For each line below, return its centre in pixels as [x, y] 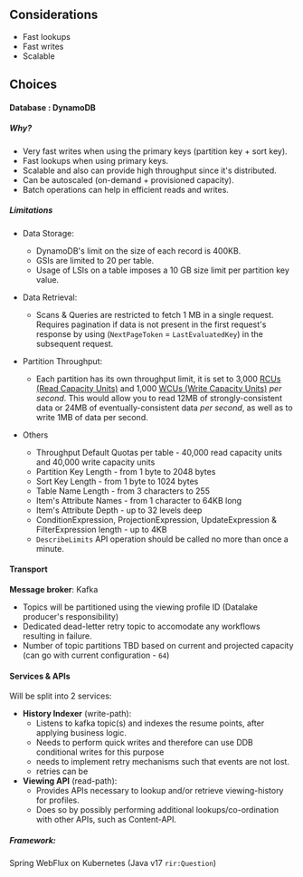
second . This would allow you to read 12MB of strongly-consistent [159, 398]
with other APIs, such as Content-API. [106, 820]
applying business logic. [81, 733]
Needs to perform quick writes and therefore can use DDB [144, 743]
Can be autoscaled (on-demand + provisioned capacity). [128, 179]
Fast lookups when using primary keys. [95, 160]
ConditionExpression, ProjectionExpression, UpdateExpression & [156, 519]
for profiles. [57, 800]
